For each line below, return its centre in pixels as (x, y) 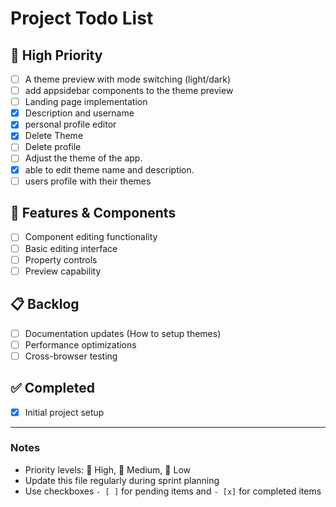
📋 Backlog (45, 304)
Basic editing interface (71, 248)
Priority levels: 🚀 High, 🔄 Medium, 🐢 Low (107, 469)
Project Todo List (82, 18)
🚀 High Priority (56, 55)
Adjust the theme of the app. (83, 158)
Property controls (61, 259)
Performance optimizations (80, 344)
